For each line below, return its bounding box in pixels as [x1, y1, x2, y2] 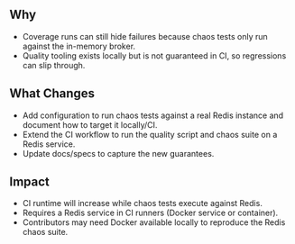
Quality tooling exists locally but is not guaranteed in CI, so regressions [22, 50, 287, 61]
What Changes [9, 86, 96, 102]
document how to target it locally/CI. [22, 119, 158, 130]
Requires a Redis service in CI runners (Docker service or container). [22, 207, 279, 219]
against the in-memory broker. [22, 41, 136, 51]
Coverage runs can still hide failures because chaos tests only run [22, 31, 268, 41]
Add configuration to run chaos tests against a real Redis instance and [22, 110, 284, 121]
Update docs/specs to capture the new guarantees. [22, 148, 215, 158]
